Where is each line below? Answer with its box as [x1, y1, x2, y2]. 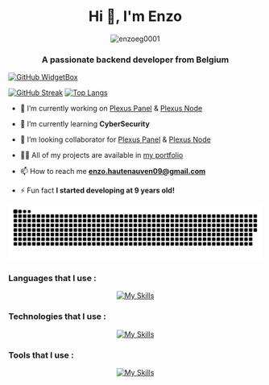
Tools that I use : [8, 350, 74, 361]
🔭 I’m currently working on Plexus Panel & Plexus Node [19, 104, 203, 114]
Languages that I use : [8, 272, 97, 284]
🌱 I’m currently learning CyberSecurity [19, 119, 151, 129]
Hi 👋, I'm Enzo [88, 7, 183, 26]
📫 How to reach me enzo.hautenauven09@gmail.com [19, 167, 206, 176]
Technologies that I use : [8, 311, 106, 322]
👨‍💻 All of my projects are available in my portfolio [19, 151, 184, 160]
